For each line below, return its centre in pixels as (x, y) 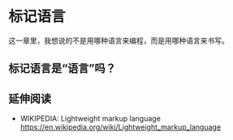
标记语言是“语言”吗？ (62, 68)
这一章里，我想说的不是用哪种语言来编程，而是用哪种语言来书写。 (119, 40)
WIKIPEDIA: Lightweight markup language (90, 119)
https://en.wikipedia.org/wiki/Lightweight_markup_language (121, 127)
